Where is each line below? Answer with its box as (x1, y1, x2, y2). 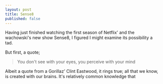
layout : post (5, 7, 32, 12)
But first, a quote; (5, 49, 40, 55)
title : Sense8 (5, 12, 34, 17)
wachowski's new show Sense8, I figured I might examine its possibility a (5, 35, 153, 41)
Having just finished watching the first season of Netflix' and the (5, 30, 135, 36)
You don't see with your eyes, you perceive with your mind (17, 59, 136, 65)
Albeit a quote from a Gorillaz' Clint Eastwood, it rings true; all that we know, (5, 68, 158, 74)
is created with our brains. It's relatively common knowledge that (5, 74, 136, 80)
